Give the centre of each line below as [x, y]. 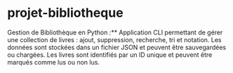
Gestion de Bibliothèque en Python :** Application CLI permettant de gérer [115, 32]
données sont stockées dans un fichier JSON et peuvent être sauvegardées [117, 47]
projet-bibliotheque [66, 13]
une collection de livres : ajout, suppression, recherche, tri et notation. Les [115, 39]
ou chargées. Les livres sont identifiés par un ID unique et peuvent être [110, 55]
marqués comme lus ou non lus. [54, 62]
